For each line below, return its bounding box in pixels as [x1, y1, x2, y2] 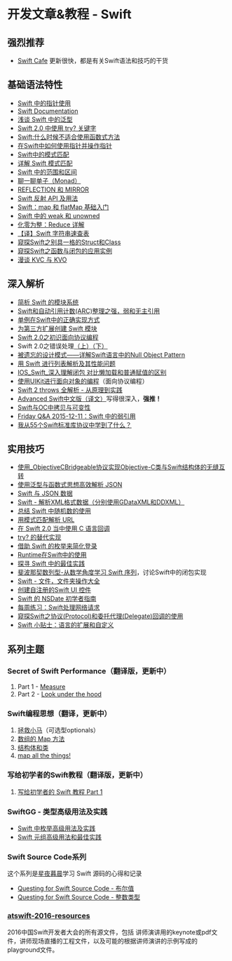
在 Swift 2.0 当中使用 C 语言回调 [17, 524, 110, 533]
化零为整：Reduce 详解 [17, 220, 85, 229]
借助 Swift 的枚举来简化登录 [17, 542, 97, 551]
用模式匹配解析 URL [17, 516, 75, 524]
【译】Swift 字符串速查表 [17, 229, 90, 237]
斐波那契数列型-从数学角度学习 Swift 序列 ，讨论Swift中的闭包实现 [17, 568, 207, 577]
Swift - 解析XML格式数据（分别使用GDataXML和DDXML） [17, 498, 185, 506]
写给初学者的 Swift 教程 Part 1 [17, 787, 103, 796]
